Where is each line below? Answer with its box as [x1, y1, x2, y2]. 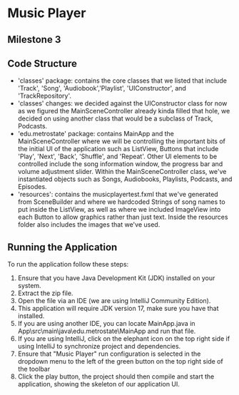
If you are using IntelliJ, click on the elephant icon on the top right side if [17, 334, 230, 343]
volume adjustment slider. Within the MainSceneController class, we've [17, 168, 227, 176]
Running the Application [7, 241, 118, 253]
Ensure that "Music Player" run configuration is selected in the [17, 349, 201, 358]
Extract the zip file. [17, 289, 73, 297]
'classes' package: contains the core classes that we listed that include [17, 76, 227, 85]
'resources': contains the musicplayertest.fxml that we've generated [17, 190, 219, 199]
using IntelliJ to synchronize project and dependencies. [17, 342, 181, 351]
